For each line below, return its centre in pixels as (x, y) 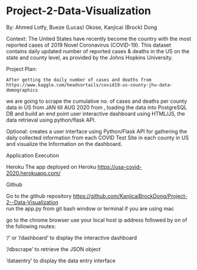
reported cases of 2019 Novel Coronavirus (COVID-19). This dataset (88, 45)
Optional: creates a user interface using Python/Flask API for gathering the (97, 131)
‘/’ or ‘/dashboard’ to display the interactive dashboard (72, 238)
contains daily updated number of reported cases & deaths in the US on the (98, 51)
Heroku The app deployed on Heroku (51, 167)
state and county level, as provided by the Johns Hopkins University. (89, 57)
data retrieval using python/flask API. (51, 120)
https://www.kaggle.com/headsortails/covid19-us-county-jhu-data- (89, 85)
